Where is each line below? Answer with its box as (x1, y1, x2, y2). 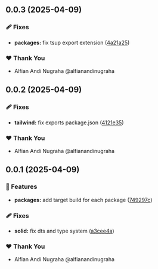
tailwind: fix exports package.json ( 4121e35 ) (14, 119, 124, 126)
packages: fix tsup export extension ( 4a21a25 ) (14, 39, 130, 46)
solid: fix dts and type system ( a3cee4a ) (14, 227, 114, 234)
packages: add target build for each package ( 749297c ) (14, 196, 153, 203)
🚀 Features (5, 182, 38, 191)
